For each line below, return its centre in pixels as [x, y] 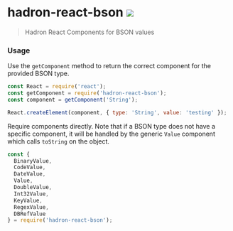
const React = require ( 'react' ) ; [57, 87]
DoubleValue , [33, 188]
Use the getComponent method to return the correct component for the [109, 66]
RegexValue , [32, 207]
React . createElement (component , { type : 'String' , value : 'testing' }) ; [117, 112]
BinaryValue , [33, 161]
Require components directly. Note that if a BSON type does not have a [111, 126]
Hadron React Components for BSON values [90, 32]
